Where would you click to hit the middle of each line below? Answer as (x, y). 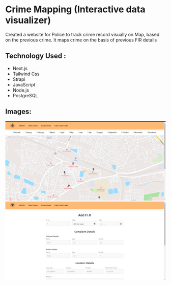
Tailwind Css (26, 74)
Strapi (19, 79)
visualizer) (28, 20)
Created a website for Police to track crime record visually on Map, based (82, 34)
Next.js (20, 68)
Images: (18, 112)
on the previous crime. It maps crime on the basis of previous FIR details (81, 40)
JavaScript (24, 84)
